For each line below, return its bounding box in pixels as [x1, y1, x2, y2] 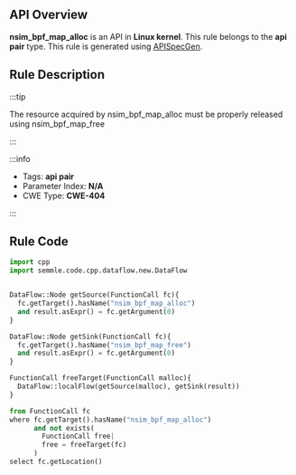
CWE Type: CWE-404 [22, 190, 106, 201]
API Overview [9, 7, 88, 23]
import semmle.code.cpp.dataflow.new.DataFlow [9, 266, 188, 275]
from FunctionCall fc [9, 406, 91, 415]
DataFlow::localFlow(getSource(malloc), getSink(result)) [17, 382, 241, 392]
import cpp [9, 258, 51, 267]
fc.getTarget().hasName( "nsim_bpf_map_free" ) [17, 340, 192, 349]
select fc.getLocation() [9, 457, 103, 467]
